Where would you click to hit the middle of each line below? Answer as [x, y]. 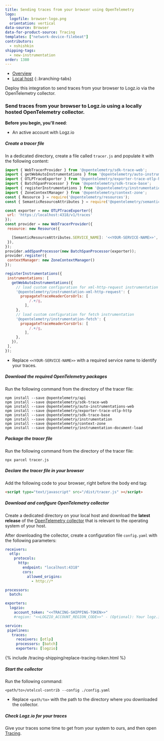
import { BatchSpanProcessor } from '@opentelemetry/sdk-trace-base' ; [78, 184]
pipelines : [18, 630]
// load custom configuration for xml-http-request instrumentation [87, 287]
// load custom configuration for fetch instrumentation [75, 314]
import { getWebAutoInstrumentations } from [51, 174]
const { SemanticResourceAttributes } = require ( [57, 202]
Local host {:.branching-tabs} [42, 79]
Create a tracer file [25, 143]
